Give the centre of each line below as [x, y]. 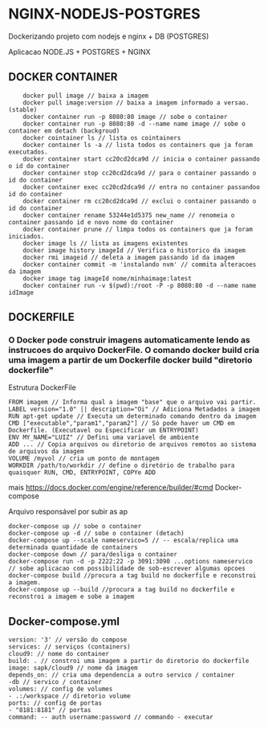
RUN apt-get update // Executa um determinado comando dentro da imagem [132, 416]
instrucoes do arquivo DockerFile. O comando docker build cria [134, 350]
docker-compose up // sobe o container [75, 526]
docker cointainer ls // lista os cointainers [102, 137]
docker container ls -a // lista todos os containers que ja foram [138, 145]
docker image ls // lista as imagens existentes [106, 243]
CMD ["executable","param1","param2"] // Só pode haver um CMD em [122, 424]
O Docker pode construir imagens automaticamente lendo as [129, 340]
